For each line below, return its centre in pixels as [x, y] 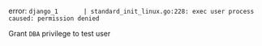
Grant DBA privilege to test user [60, 33]
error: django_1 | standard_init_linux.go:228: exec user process [131, 11]
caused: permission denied [54, 19]
